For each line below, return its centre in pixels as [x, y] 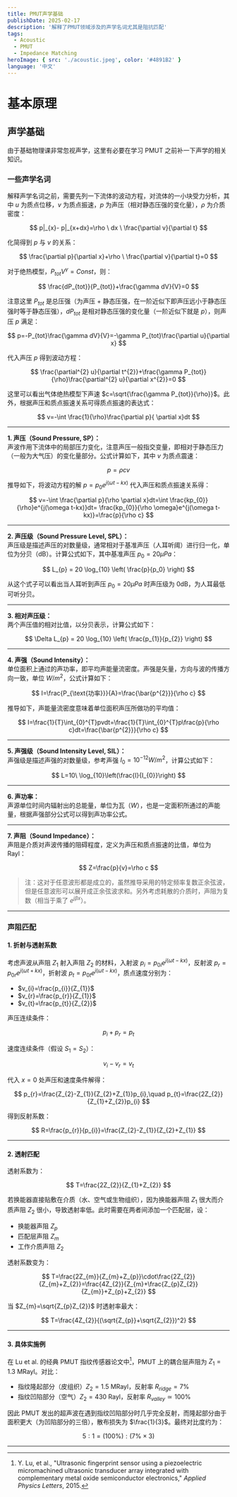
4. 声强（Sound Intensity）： [49, 660]
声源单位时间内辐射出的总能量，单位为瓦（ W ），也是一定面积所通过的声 [111, 805]
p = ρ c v [119, 470]
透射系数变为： [29, 1262]
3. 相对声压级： [30, 616]
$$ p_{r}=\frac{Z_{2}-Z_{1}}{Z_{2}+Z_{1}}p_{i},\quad [90, 1094]
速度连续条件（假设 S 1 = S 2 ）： [51, 1049]
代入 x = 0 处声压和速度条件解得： [57, 1080]
